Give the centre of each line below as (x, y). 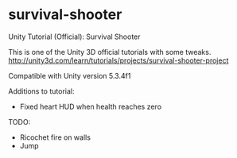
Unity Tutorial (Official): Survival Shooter (74, 37)
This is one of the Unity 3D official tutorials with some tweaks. (110, 52)
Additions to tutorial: (41, 91)
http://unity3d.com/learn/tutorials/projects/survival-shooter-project (118, 60)
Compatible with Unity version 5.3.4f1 (70, 75)
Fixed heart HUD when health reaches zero (90, 106)
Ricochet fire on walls (55, 137)
